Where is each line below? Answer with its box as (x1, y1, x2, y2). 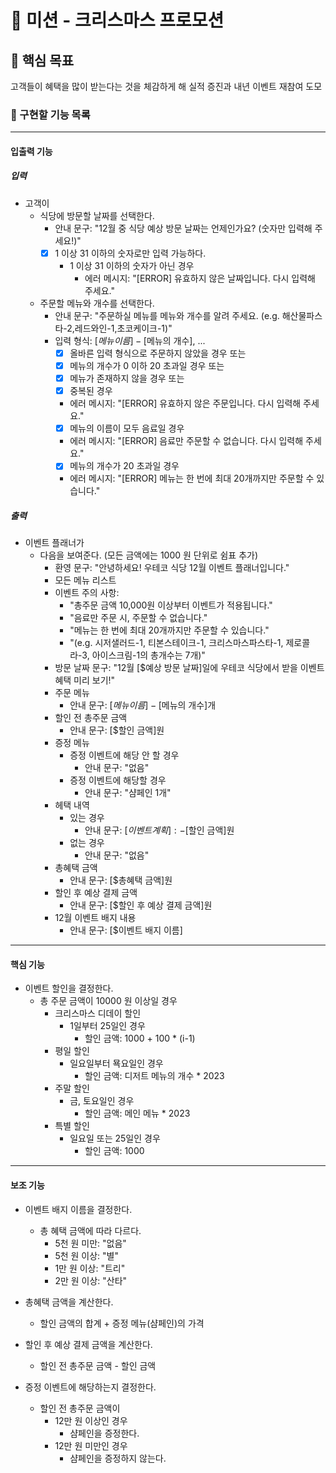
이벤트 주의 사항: (54, 587, 120, 599)
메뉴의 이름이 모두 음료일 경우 (69, 422, 185, 435)
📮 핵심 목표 (10, 52, 75, 69)
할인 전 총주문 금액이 (39, 1402, 121, 1414)
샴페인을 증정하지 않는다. (69, 1452, 167, 1464)
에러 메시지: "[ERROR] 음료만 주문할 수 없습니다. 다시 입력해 (69, 435, 304, 447)
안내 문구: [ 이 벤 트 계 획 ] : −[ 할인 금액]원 (84, 824, 235, 836)
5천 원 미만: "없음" (54, 1237, 127, 1249)
